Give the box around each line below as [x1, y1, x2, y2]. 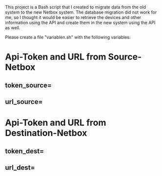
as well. [5, 25, 20, 31]
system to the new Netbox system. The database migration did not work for [5, 9, 157, 15]
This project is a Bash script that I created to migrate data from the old [5, 4, 146, 10]
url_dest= [5, 163, 35, 172]
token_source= [5, 81, 52, 89]
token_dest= [5, 147, 44, 155]
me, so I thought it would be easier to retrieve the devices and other [5, 15, 142, 20]
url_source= [5, 98, 43, 106]
